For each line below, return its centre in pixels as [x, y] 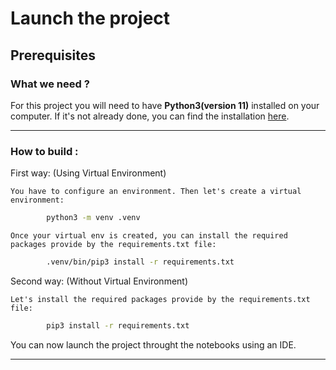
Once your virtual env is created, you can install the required [149, 236]
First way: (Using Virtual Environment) [88, 173]
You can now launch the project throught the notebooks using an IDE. [153, 344]
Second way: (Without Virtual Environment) [99, 281]
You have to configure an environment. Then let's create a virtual [156, 192]
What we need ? [50, 84]
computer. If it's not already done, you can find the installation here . [150, 116]
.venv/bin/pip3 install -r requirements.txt [140, 262]
